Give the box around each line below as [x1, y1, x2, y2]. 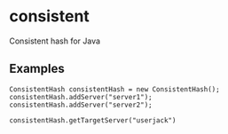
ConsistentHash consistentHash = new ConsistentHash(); [9, 84, 220, 94]
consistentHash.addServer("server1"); [9, 92, 153, 101]
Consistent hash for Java [9, 35, 100, 46]
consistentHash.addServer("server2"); [9, 100, 153, 109]
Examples [9, 61, 65, 76]
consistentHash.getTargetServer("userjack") [9, 115, 177, 125]
